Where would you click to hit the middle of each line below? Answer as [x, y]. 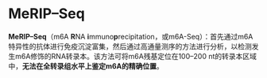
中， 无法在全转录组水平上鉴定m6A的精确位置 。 [86, 66]
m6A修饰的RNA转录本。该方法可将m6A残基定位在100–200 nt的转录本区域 [135, 56]
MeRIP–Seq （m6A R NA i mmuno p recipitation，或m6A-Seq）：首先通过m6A [131, 36]
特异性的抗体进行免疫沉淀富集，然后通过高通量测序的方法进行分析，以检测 [130, 46]
